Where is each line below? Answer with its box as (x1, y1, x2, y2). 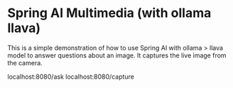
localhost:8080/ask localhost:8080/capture (7, 72, 135, 81)
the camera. (7, 58, 43, 67)
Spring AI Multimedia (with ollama (7, 5, 212, 21)
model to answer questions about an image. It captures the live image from (7, 51, 227, 60)
